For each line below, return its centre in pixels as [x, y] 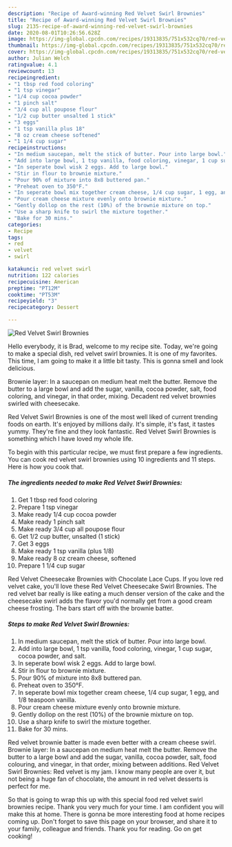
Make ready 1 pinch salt [51, 522]
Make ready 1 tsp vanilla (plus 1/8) [66, 550]
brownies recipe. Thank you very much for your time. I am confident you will [116, 806]
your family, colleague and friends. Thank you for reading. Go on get [105, 828]
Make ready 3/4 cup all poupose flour [71, 529]
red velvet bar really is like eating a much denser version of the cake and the [116, 593]
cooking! [20, 836]
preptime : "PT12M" [34, 288]
